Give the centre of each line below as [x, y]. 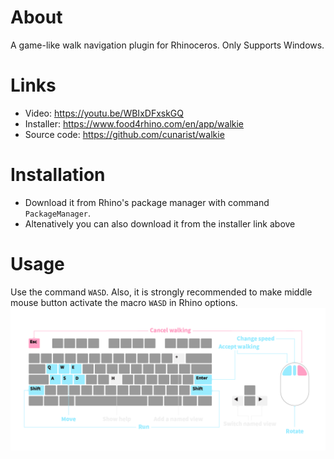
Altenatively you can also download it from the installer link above [160, 223]
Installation [58, 175]
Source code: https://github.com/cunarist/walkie [124, 134]
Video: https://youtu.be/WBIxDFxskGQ [104, 113]
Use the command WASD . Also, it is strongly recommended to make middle [161, 292]
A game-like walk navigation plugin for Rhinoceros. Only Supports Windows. [167, 45]
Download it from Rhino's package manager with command [147, 202]
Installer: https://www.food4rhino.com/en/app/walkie [134, 123]
